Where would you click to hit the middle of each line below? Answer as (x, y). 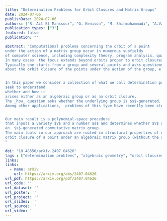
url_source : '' (21, 206)
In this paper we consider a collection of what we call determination (81, 83)
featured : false (22, 33)
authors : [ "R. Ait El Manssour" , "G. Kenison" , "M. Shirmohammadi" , (78, 24)
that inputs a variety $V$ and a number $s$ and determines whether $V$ (82, 124)
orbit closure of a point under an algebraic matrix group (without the (82, 137)
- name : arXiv (24, 169)
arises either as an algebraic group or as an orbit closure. (71, 96)
